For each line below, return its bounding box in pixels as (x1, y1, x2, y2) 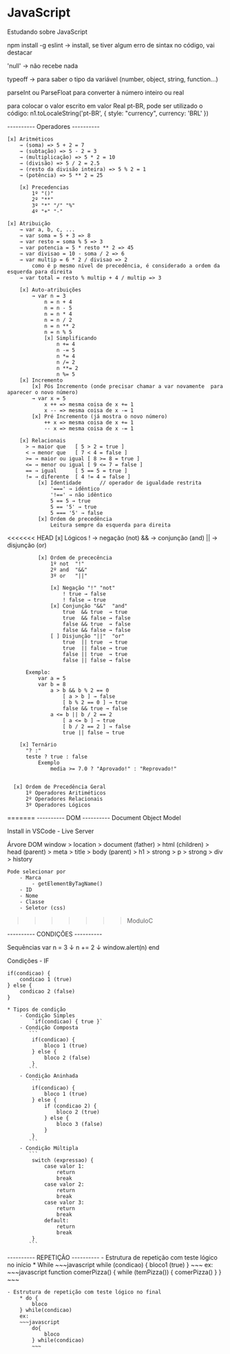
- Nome (19, 892, 39, 899)
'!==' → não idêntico (50, 491, 112, 498)
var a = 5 (37, 675, 67, 681)
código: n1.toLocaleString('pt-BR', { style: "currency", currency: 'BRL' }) (7, 109, 209, 117)
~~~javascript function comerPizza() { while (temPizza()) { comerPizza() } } (7, 1268, 222, 1276)
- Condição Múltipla (19, 1145, 79, 1151)
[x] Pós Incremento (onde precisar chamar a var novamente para (32, 382, 224, 390)
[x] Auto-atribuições (19, 286, 81, 294)
